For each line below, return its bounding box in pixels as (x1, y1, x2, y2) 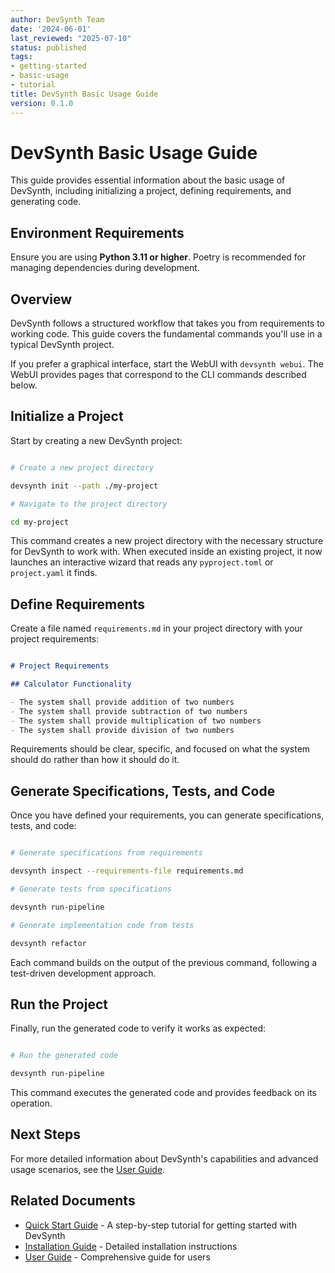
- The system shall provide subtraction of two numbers (10, 706, 248, 716)
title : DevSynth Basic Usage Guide (10, 89, 159, 99)
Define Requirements (10, 596, 146, 613)
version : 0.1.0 (10, 98, 74, 108)
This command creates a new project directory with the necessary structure (10, 535, 324, 547)
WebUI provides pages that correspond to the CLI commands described (10, 369, 307, 381)
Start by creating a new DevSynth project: (10, 434, 183, 446)
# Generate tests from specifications (10, 884, 172, 894)
